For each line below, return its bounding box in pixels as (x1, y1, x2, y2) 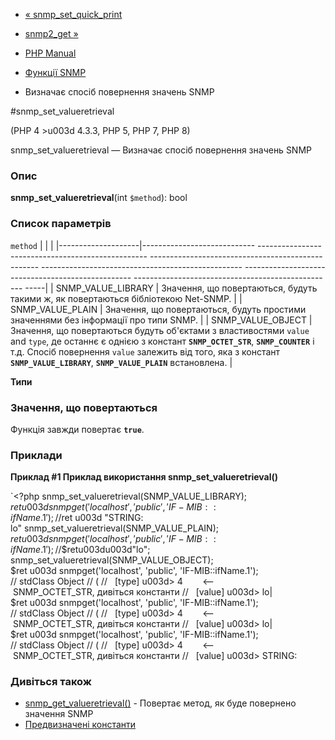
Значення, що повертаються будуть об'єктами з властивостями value (10, 324, 310, 336)
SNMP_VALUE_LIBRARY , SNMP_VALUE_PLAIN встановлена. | (10, 356, 233, 368)
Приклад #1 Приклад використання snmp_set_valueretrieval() (10, 471, 279, 483)
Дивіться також (10, 675, 92, 689)
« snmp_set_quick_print (24, 9, 123, 20)
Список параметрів (10, 217, 112, 231)
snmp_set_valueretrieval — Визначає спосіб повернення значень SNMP (10, 144, 312, 156)
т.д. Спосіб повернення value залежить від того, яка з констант (10, 345, 281, 358)
